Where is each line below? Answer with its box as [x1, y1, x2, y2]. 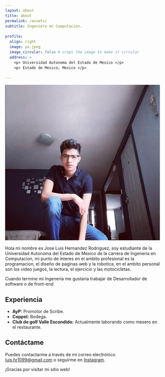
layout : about [5, 8, 34, 13]
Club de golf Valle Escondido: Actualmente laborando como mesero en [12, 319, 158, 325]
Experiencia [5, 295, 43, 303]
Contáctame [5, 339, 44, 347]
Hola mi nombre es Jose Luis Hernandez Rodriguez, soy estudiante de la [5, 245, 152, 251]
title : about [5, 13, 32, 18]
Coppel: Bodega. [12, 313, 47, 319]
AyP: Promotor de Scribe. [12, 308, 64, 314]
